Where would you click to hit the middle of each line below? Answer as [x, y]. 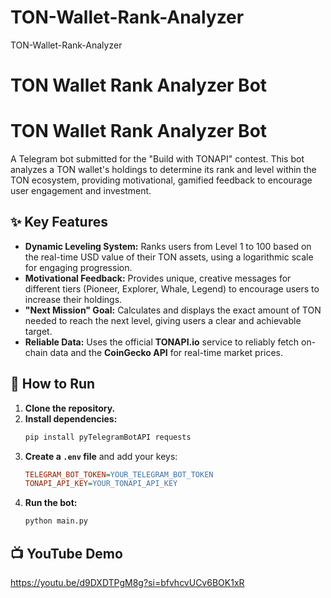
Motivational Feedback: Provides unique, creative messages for [158, 278]
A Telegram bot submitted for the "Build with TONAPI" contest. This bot [157, 159]
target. [38, 331]
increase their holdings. [73, 299]
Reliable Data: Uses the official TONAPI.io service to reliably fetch [162, 342]
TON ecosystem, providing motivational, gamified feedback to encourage [161, 180]
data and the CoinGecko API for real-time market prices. [166, 352]
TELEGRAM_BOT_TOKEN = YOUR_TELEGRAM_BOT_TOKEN [119, 474]
